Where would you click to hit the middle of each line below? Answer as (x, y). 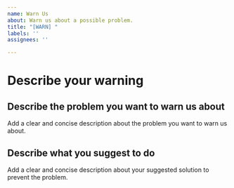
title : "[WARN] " (33, 27)
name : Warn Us (28, 14)
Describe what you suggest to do (81, 153)
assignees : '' (28, 40)
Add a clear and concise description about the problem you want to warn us (117, 123)
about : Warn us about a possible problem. (70, 20)
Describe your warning (76, 81)
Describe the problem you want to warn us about (116, 106)
